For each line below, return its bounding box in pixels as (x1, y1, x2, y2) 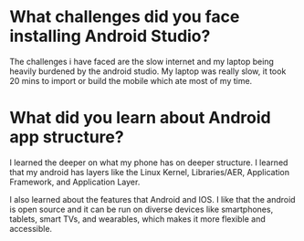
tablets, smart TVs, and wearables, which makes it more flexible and (9, 213, 267, 225)
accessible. (9, 223, 53, 234)
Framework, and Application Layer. (9, 176, 141, 187)
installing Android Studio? (9, 26, 211, 47)
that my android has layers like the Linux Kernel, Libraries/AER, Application (9, 166, 290, 177)
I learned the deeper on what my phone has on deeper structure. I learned (9, 157, 288, 168)
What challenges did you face (9, 6, 240, 27)
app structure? (9, 127, 125, 148)
